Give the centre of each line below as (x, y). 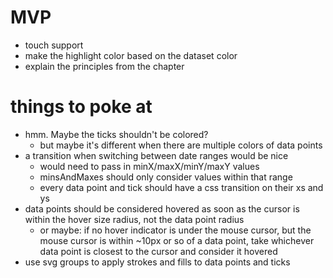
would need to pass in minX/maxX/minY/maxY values (149, 166)
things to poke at (81, 107)
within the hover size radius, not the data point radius (134, 219)
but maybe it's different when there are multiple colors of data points (181, 145)
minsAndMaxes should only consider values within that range (166, 177)
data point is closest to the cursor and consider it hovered (158, 251)
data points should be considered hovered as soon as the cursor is (162, 208)
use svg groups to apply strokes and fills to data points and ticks (157, 262)
